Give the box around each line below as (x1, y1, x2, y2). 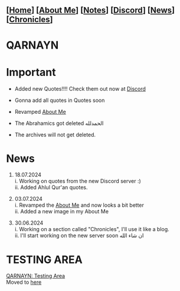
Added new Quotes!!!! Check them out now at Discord (14, 85, 146, 92)
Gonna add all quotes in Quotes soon (14, 97, 105, 104)
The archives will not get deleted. (14, 131, 96, 138)
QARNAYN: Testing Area (6, 273, 66, 280)
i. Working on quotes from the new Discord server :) (14, 178, 142, 185)
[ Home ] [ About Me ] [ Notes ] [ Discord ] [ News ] (6, 5, 175, 15)
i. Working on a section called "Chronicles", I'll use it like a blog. (14, 226, 169, 233)
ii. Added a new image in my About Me (14, 208, 109, 215)
